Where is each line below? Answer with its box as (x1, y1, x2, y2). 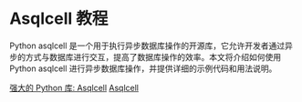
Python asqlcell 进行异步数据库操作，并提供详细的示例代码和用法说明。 (9, 63, 277, 74)
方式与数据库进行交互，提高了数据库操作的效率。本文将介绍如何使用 (25, 51, 281, 62)
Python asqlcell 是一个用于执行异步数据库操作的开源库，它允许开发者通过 (9, 40, 286, 51)
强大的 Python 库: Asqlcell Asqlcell (9, 82, 140, 93)
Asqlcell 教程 (9, 8, 109, 29)
